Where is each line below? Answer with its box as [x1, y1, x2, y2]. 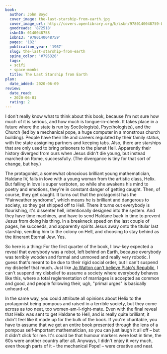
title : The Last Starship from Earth [9, 72, 88, 77]
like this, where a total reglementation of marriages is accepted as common [5, 275, 160, 281]
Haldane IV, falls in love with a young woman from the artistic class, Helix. [5, 176, 156, 182]
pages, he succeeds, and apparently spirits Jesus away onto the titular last [5, 223, 159, 229]
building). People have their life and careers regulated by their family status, [5, 135, 161, 141]
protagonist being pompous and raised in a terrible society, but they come [5, 301, 157, 307]
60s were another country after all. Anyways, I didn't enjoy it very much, [5, 338, 153, 344]
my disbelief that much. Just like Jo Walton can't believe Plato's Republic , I [5, 265, 158, 271]
